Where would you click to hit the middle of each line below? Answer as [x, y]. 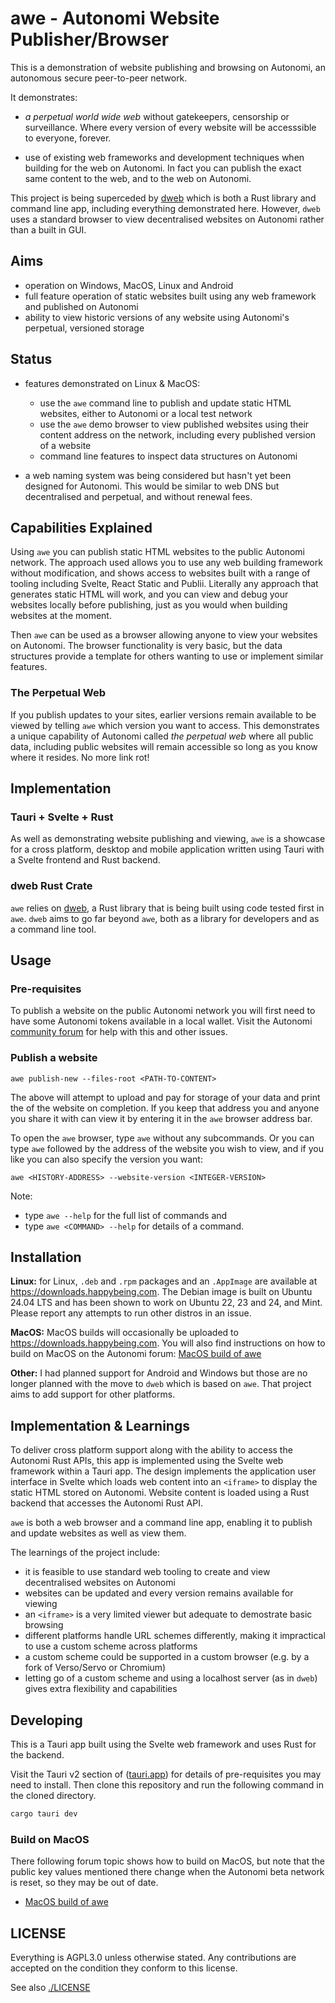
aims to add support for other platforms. [93, 1394]
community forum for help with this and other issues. [119, 1032]
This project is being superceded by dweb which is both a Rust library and [163, 198]
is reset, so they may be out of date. [84, 1883]
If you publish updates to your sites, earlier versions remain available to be [163, 714]
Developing [46, 1720]
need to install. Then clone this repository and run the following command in [167, 1785]
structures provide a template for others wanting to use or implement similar [167, 656]
